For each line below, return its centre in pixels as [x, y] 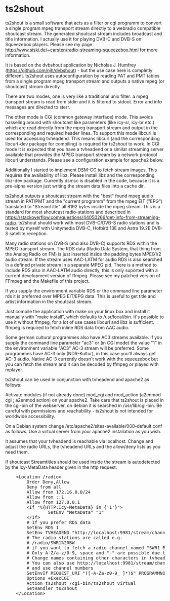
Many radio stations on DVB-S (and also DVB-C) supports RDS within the [81, 243]
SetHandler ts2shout [52, 588]
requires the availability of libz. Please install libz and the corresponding [80, 175]
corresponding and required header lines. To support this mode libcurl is [81, 133]
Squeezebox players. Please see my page [49, 44]
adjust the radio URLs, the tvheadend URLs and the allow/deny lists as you [83, 446]
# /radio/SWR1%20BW [51, 542]
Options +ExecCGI [48, 578]
